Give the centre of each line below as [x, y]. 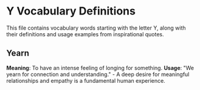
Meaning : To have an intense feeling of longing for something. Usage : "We [100, 68]
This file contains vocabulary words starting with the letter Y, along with [96, 28]
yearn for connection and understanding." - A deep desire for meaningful [98, 74]
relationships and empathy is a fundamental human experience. [86, 80]
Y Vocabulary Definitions [71, 11]
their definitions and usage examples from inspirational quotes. [85, 34]
